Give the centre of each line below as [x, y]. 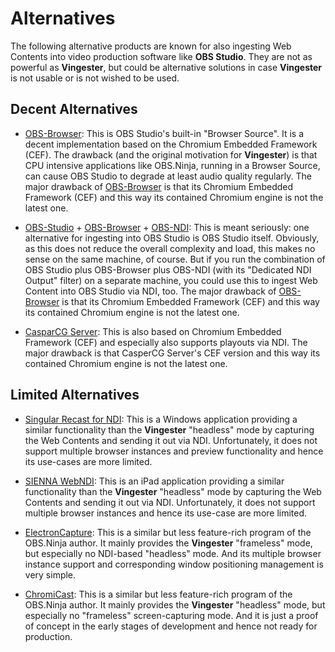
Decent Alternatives [74, 109]
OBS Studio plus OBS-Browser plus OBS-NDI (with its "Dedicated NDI [168, 269]
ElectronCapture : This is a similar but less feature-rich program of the [168, 532]
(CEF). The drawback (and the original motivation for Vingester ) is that [171, 154]
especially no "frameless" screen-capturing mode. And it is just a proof [171, 615]
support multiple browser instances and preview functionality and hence [174, 451]
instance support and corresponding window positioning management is [174, 564]
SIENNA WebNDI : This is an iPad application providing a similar [154, 481]
